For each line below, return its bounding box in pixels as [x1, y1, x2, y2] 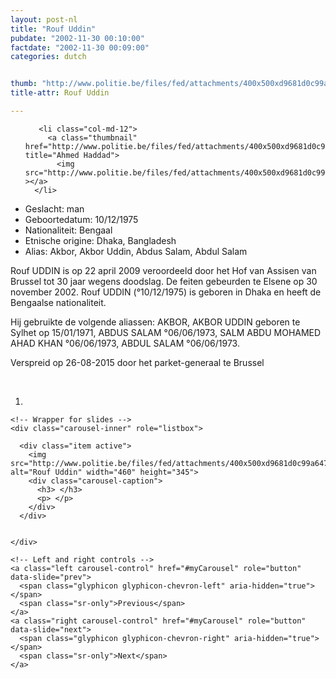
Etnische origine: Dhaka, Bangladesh [24, 234, 177, 246]
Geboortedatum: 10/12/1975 [24, 213, 139, 225]
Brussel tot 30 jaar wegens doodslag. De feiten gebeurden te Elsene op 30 [10, 275, 318, 287]
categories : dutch [10, 52, 87, 62]
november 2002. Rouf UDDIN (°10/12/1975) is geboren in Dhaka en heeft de [10, 286, 322, 298]
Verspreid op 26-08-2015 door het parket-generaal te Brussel [10, 356, 265, 368]
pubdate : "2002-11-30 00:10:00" [10, 33, 145, 43]
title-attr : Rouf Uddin [10, 88, 110, 98]
